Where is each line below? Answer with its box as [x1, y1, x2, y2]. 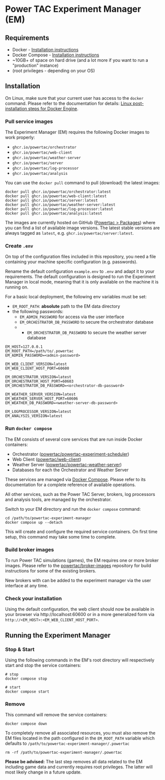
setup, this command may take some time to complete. [5, 534, 117, 539]
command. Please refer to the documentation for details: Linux [5, 100, 132, 106]
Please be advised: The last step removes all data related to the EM [5, 759, 143, 765]
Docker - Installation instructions [12, 47, 79, 52]
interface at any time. [5, 583, 48, 588]
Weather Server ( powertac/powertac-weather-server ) [12, 461, 122, 467]
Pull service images [5, 118, 53, 124]
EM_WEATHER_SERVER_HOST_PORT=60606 [5, 396, 78, 401]
